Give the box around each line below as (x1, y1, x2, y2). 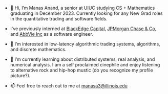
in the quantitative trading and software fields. (10, 16, 108, 21)
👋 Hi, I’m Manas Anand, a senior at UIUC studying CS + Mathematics (10, 5, 155, 11)
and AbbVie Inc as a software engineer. (10, 31, 93, 37)
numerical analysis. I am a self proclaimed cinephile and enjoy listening (10, 62, 160, 67)
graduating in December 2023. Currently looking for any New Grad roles (10, 10, 163, 16)
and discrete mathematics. (10, 46, 67, 52)
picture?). (10, 73, 31, 79)
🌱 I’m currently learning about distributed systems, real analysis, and (10, 56, 155, 62)
